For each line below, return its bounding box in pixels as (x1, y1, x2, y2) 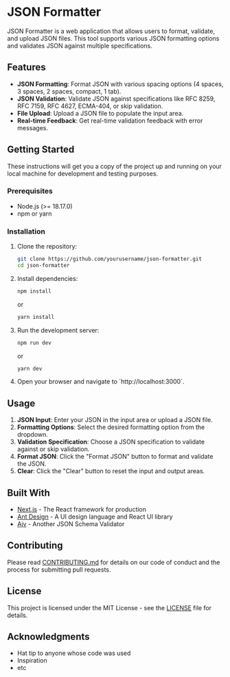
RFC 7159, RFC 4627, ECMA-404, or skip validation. (16, 101, 163, 110)
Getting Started (7, 144, 75, 156)
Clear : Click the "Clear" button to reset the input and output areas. (16, 467, 205, 475)
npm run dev (16, 339, 51, 346)
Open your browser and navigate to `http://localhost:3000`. (16, 377, 185, 386)
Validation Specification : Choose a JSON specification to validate (16, 438, 205, 446)
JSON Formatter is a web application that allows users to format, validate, (7, 27, 215, 35)
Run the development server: (16, 326, 100, 334)
